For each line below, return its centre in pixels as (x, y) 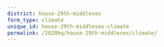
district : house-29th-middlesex (54, 13)
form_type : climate (36, 20)
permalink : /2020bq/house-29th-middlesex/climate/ (82, 33)
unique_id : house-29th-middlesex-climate (68, 26)
